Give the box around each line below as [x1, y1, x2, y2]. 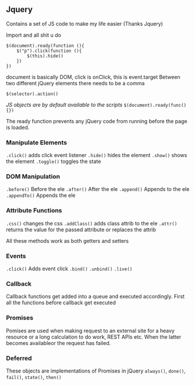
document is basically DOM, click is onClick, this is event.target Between [6, 73, 180, 81]
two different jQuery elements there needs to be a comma [6, 79, 145, 86]
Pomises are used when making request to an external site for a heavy [6, 327, 175, 334]
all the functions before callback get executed [6, 299, 116, 306]
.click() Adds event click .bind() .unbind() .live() [6, 265, 133, 272]
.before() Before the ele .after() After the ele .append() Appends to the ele [6, 186, 190, 193]
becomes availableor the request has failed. [6, 339, 111, 346]
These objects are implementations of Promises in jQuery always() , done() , [6, 367, 186, 374]
